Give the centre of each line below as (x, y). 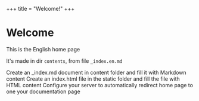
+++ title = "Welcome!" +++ (41, 9)
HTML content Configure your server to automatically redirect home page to (100, 85)
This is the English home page (43, 49)
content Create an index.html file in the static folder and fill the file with (93, 79)
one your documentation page (43, 91)
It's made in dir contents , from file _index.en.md (64, 61)
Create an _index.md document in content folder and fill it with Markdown (96, 72)
